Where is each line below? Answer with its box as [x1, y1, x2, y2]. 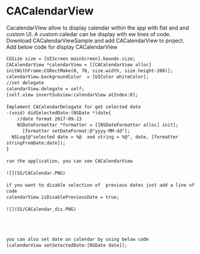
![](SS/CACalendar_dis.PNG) [6, 206, 77, 212]
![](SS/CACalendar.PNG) [6, 170, 66, 176]
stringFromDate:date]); [6, 140, 66, 146]
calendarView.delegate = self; [6, 85, 85, 91]
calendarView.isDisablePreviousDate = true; [6, 194, 120, 200]
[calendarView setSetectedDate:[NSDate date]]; [6, 242, 128, 248]
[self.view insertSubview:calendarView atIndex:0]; [6, 91, 138, 98]
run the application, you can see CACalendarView [6, 158, 133, 164]
